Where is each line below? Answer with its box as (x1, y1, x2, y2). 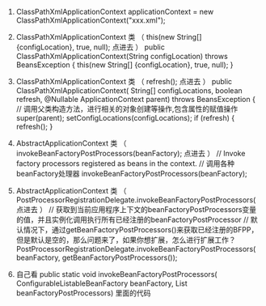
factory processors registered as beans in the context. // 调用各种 (15, 159, 235, 168)
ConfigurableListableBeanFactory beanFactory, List (15, 278, 188, 288)
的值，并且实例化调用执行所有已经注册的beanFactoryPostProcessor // (15, 215, 249, 224)
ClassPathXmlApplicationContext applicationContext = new (15, 7, 214, 16)
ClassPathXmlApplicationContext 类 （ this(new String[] (15, 32, 202, 41)
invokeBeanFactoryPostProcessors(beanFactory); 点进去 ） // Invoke (15, 149, 246, 158)
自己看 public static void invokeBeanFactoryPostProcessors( (15, 270, 217, 278)
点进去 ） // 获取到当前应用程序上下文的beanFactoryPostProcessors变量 (15, 205, 257, 214)
